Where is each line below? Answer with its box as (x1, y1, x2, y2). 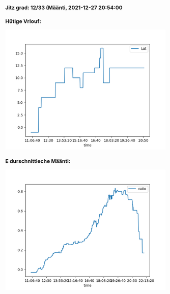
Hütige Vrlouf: (5, 17, 42, 24)
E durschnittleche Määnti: (5, 158, 71, 165)
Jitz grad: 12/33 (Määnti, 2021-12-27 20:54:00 (5, 4, 123, 11)
